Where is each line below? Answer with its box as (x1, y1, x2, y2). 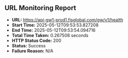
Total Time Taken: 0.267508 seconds (11, 32, 89, 38)
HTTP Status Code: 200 (11, 38, 62, 43)
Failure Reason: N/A (11, 48, 54, 54)
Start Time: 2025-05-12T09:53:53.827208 (11, 22, 99, 28)
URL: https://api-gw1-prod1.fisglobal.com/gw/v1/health (11, 17, 124, 22)
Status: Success (11, 42, 46, 48)
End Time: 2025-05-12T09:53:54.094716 (11, 27, 96, 33)
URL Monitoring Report (4, 4, 77, 12)
